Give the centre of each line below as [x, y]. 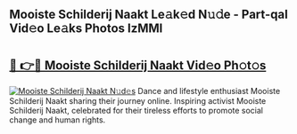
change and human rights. [58, 120]
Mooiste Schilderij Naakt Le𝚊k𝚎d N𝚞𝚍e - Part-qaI [148, 15]
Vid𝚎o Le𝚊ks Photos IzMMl [86, 29]
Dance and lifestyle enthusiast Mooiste [209, 91]
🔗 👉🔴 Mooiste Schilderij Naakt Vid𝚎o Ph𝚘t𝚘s [138, 65]
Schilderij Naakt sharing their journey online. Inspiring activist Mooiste [138, 101]
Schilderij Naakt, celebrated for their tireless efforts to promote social [136, 110]
